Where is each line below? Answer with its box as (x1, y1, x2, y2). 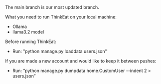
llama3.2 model (12, 29, 44, 34)
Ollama (12, 23, 27, 29)
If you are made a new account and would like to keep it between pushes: (5, 58, 157, 64)
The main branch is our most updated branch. (5, 4, 100, 10)
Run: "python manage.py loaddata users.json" (12, 48, 107, 54)
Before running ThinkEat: (5, 38, 56, 44)
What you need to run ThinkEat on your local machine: (5, 14, 117, 19)
